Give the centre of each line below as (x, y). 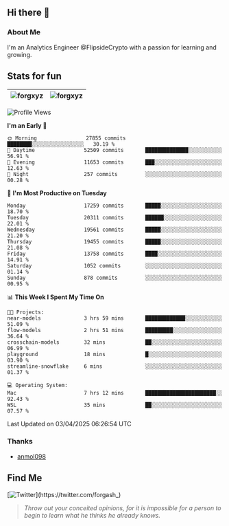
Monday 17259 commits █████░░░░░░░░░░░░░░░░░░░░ (115, 206)
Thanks (20, 441)
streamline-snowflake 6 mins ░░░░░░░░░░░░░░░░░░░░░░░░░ (115, 366)
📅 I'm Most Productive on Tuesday (57, 193)
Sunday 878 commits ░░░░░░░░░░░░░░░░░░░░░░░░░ (115, 278)
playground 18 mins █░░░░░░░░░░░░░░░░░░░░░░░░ (115, 354)
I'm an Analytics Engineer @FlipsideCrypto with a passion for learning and (112, 47)
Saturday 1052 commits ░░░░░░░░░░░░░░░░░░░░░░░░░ (115, 265)
